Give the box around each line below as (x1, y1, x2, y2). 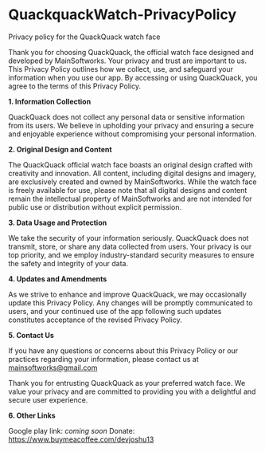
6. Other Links (8, 411, 56, 420)
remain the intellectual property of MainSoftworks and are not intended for (8, 194, 252, 203)
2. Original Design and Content (8, 144, 113, 154)
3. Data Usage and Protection (8, 218, 107, 227)
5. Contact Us (8, 330, 54, 340)
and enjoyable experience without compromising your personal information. (8, 129, 257, 139)
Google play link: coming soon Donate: (8, 426, 135, 435)
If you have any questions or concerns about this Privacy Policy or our (8, 345, 239, 356)
